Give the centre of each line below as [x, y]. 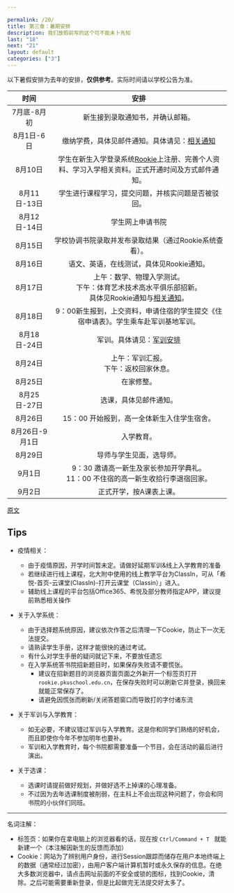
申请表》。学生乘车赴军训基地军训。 [142, 321]
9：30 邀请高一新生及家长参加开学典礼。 [139, 468]
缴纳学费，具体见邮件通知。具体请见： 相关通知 [139, 140]
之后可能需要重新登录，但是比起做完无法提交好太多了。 [109, 882]
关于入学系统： [39, 614]
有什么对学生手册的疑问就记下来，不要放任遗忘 [95, 656]
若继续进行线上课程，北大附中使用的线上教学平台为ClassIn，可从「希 [127, 574]
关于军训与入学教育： [48, 714]
